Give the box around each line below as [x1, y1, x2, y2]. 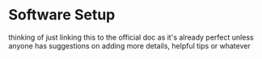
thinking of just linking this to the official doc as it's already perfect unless [8, 32, 254, 42]
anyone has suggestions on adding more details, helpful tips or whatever [8, 40, 251, 50]
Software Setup [8, 6, 116, 24]
